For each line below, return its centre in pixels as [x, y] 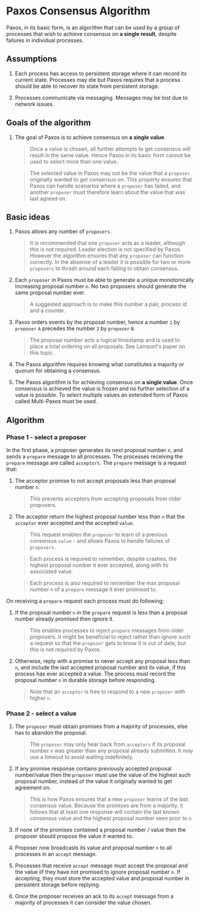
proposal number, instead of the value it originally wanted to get [93, 781]
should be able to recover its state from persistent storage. [87, 86]
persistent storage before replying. [57, 885]
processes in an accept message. [56, 854]
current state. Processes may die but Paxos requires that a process [97, 79]
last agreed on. [48, 198]
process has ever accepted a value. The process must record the [95, 674]
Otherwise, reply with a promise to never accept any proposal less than [102, 661]
